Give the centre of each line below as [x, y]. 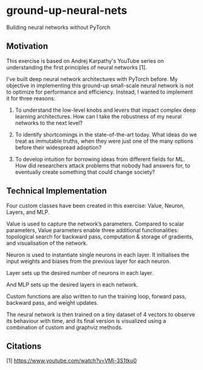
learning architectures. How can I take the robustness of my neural [98, 116]
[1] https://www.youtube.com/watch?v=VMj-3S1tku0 [72, 361]
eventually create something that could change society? [85, 172]
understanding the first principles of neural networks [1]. [77, 67]
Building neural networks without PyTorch [58, 27]
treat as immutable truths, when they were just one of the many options [104, 141]
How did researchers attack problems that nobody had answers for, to [103, 165]
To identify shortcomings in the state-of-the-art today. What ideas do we [106, 134]
